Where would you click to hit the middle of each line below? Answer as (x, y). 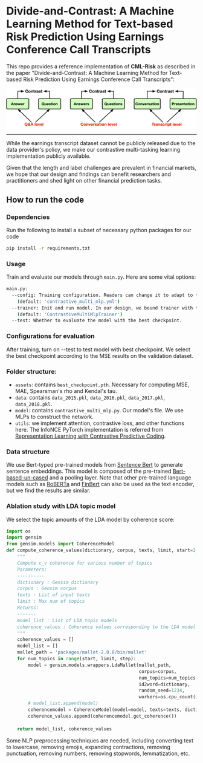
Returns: (28, 608)
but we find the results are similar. (48, 490)
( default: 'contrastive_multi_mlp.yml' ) (69, 301)
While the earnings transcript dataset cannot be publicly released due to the (101, 143)
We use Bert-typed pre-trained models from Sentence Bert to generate (95, 465)
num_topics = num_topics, (169, 678)
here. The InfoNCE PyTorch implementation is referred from (89, 429)
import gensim (24, 537)
